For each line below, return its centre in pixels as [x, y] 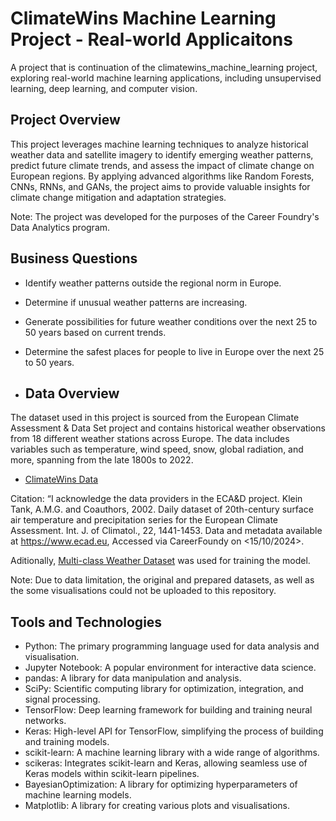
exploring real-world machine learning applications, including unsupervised [166, 78]
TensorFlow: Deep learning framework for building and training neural [168, 710]
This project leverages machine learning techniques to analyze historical [159, 144]
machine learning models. [78, 795]
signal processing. [62, 699]
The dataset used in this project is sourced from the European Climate [155, 418]
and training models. [67, 742]
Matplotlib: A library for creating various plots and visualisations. [157, 806]
